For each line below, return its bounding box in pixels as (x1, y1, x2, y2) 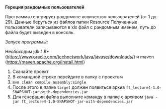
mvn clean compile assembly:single (12, 80, 86, 85)
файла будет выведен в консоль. (5, 30, 75, 35)
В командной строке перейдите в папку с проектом (12, 74, 123, 79)
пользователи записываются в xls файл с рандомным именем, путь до (5, 24, 156, 30)
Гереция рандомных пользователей (5, 4, 84, 10)
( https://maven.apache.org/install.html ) (5, 59, 85, 65)
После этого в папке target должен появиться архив (12, 84, 125, 90)
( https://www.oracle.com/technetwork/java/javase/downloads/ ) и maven (5, 54, 154, 60)
